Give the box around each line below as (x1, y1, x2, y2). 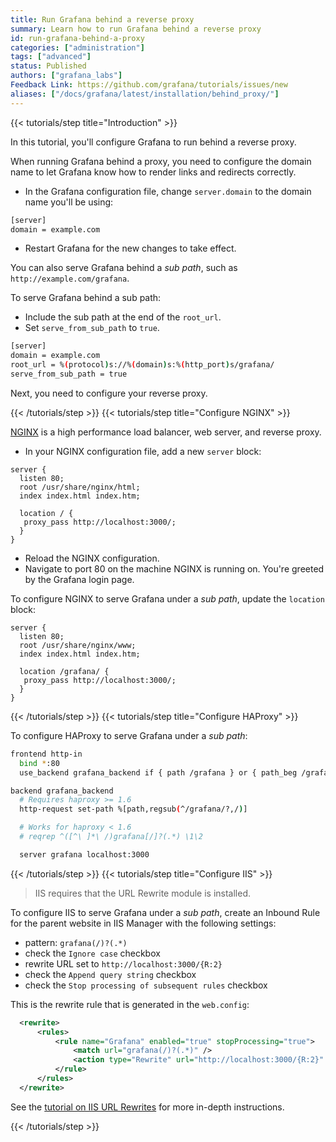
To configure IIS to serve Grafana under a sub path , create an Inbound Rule (10, 906, 321, 918)
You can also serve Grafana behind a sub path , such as (10, 262, 238, 274)
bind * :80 (19, 758, 60, 768)
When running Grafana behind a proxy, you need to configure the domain (10, 155, 312, 167)
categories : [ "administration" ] (10, 42, 145, 53)
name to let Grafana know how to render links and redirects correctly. (10, 166, 297, 178)
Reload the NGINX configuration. (24, 552, 160, 564)
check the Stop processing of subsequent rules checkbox (24, 979, 268, 991)
